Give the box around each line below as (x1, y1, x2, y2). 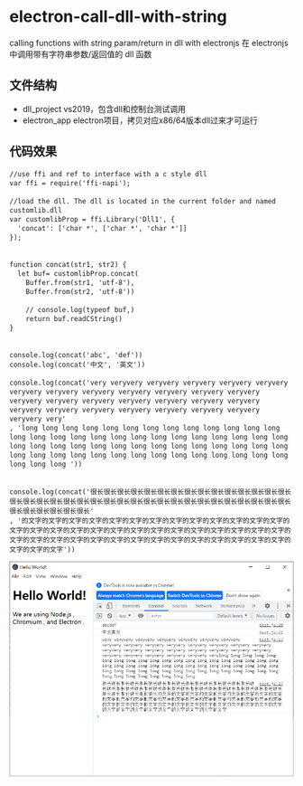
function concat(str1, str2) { (9, 260, 127, 269)
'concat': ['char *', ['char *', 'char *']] (17, 223, 188, 232)
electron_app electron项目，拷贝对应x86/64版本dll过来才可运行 (22, 115, 259, 126)
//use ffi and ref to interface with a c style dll (9, 169, 207, 178)
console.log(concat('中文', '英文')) (9, 360, 146, 369)
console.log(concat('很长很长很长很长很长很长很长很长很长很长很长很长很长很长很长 (9, 487, 291, 497)
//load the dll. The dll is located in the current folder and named (9, 196, 277, 205)
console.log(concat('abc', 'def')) (9, 350, 143, 359)
